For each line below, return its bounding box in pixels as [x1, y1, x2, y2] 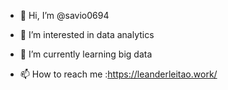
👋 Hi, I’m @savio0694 [19, 10, 110, 21]
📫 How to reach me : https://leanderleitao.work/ [19, 68, 218, 80]
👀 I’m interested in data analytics [19, 29, 155, 40]
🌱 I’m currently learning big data [19, 48, 153, 60]
